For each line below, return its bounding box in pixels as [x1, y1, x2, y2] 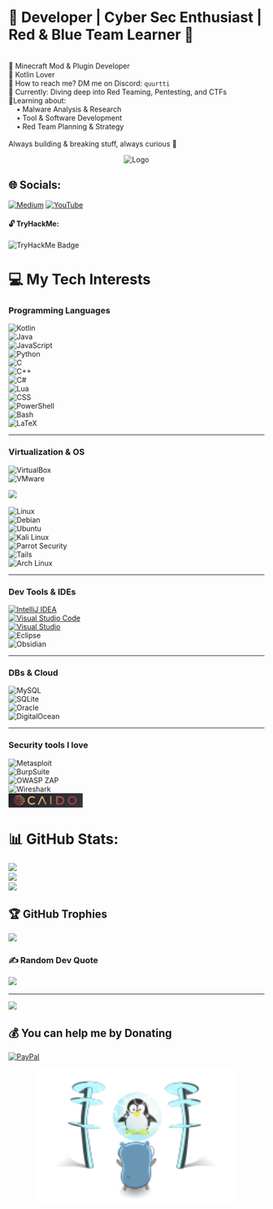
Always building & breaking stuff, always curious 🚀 [8, 138, 177, 148]
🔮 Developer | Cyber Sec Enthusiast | [8, 8, 262, 27]
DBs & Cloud [8, 667, 58, 678]
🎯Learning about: [8, 95, 67, 105]
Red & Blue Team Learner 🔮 [8, 25, 194, 44]
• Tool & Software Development [15, 112, 123, 122]
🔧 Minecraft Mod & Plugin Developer [8, 61, 130, 71]
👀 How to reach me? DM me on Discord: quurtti [8, 78, 171, 88]
